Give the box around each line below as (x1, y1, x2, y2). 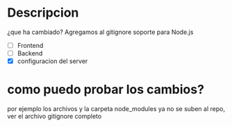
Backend (17, 49, 43, 57)
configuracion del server (17, 57, 88, 65)
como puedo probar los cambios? (7, 82, 205, 98)
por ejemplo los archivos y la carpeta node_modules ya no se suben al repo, (7, 105, 226, 113)
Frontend (17, 41, 44, 49)
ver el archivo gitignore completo (7, 112, 102, 121)
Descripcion (7, 5, 79, 21)
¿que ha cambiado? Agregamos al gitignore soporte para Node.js (7, 28, 194, 36)
